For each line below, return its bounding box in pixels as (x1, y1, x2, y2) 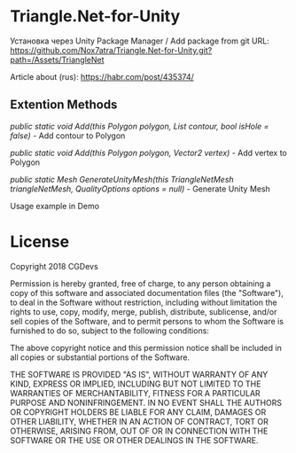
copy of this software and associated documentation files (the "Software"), (10, 287, 284, 298)
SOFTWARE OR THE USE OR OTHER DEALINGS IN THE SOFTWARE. (10, 434, 259, 445)
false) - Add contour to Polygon (10, 130, 126, 141)
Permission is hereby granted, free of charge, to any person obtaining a (10, 277, 271, 289)
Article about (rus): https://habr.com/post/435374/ (10, 71, 194, 82)
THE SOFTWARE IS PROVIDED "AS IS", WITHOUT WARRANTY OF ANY (10, 369, 269, 379)
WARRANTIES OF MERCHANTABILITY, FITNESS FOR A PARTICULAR (10, 387, 261, 398)
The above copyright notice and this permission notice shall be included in (10, 342, 282, 353)
